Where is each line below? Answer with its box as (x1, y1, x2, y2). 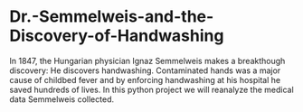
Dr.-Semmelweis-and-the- (9, 6, 214, 27)
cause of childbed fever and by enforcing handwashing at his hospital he (9, 74, 281, 85)
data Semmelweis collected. (9, 93, 115, 105)
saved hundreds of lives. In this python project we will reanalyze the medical (9, 84, 294, 95)
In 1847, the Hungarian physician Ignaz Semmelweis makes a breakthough (9, 55, 286, 66)
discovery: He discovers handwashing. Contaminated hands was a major (9, 65, 281, 76)
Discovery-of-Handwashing (9, 25, 224, 46)
